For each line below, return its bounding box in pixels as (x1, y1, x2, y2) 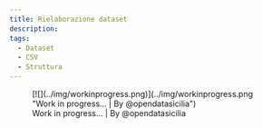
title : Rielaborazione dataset (9, 15, 128, 24)
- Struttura (17, 63, 63, 72)
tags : (9, 34, 30, 43)
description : (9, 24, 59, 34)
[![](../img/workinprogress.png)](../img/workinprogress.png (32, 89, 254, 99)
